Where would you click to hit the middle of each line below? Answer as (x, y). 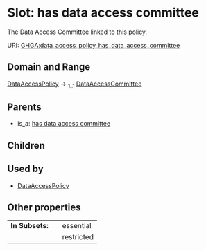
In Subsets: (29, 226)
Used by (25, 169)
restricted (78, 237)
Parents (24, 107)
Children (26, 146)
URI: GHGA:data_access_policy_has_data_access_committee (94, 45)
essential (77, 226)
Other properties (44, 207)
